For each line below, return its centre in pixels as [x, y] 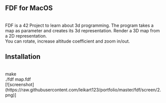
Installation [23, 57]
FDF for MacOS [29, 8]
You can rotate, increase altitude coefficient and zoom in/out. [68, 41]
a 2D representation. [26, 36]
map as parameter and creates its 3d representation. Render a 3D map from [83, 30]
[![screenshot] [20, 84]
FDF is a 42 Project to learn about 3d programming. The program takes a [79, 25]
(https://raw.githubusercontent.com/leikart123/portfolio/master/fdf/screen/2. [83, 90]
